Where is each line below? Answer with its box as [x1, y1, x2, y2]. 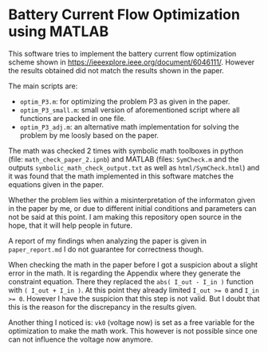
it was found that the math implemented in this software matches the [8, 171, 234, 181]
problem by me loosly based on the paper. [19, 130, 160, 140]
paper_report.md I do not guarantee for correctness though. [8, 244, 204, 254]
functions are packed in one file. [19, 113, 126, 123]
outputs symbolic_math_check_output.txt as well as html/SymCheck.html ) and [8, 162, 260, 172]
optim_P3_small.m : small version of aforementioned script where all [19, 105, 240, 115]
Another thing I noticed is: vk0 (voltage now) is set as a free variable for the [8, 317, 255, 327]
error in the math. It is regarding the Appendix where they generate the [8, 268, 241, 278]
